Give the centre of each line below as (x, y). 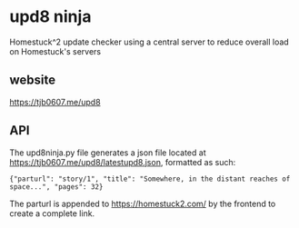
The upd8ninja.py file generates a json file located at (108, 153)
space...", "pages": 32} (56, 187)
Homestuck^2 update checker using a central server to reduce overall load (149, 42)
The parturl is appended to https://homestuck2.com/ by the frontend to (143, 203)
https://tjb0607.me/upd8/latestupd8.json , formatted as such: (123, 162)
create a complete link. (52, 213)
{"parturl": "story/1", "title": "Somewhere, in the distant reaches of (150, 179)
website (33, 80)
